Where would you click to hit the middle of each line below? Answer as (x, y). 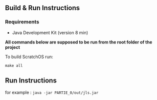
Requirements (22, 22)
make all (14, 65)
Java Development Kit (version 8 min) (50, 32)
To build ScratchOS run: (29, 57)
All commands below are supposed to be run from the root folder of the (79, 42)
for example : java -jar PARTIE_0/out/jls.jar (52, 92)
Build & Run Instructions (43, 8)
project (13, 47)
